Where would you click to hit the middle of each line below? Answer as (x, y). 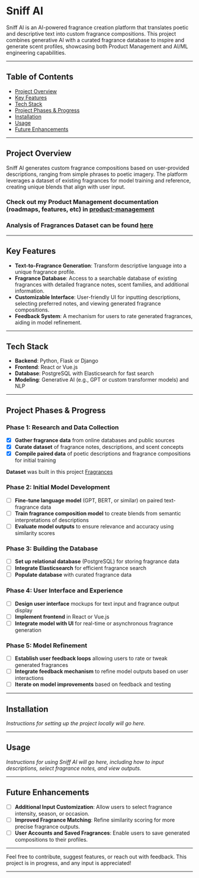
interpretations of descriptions (52, 520)
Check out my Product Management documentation (82, 202)
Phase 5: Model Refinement (47, 645)
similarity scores (35, 533)
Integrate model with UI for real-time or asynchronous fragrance (94, 623)
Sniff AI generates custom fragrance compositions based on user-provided (98, 168)
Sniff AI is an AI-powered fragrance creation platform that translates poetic (97, 27)
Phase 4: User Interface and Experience (65, 591)
